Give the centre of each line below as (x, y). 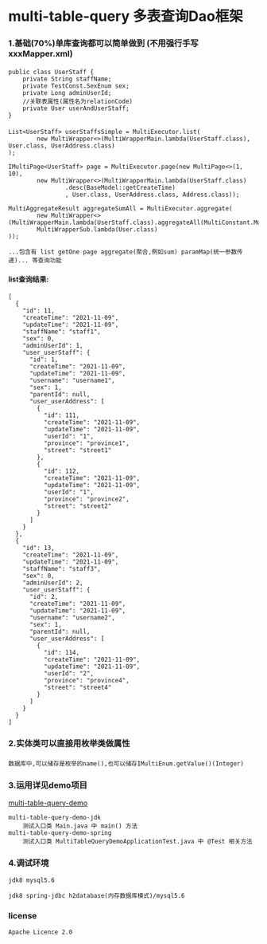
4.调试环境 (29, 863)
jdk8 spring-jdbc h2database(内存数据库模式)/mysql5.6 (97, 895)
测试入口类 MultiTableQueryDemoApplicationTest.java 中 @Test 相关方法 (137, 842)
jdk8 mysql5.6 (32, 880)
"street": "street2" (77, 506)
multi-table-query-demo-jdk (55, 818)
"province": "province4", (86, 680)
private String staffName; (67, 79)
